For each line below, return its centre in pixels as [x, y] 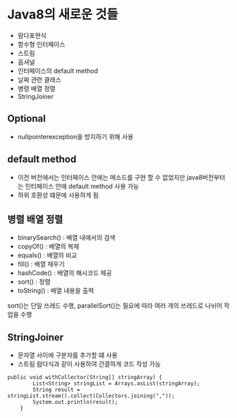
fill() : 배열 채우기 [41, 264]
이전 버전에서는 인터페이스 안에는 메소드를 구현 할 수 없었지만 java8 [110, 177]
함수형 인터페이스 [41, 44]
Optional [26, 118]
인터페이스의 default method [58, 71]
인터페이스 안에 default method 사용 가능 [82, 186]
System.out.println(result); [75, 402]
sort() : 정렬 [34, 282]
